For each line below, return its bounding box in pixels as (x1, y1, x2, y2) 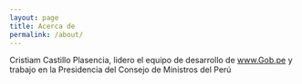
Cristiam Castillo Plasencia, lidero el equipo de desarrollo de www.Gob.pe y (9, 55, 294, 66)
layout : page (9, 13, 59, 23)
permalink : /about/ (9, 30, 84, 39)
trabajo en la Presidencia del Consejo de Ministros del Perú (9, 64, 232, 75)
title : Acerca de (9, 22, 76, 31)
